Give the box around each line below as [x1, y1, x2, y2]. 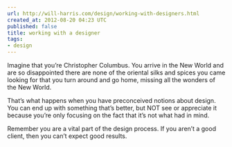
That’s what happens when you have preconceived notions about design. [7, 97, 216, 104]
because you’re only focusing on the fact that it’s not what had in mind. [7, 111, 210, 119]
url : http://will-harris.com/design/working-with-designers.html [7, 10, 199, 17]
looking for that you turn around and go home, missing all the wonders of [7, 76, 216, 84]
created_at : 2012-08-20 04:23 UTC [7, 17, 107, 23]
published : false [7, 23, 57, 30]
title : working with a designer [7, 29, 100, 37]
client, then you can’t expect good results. [7, 132, 127, 140]
